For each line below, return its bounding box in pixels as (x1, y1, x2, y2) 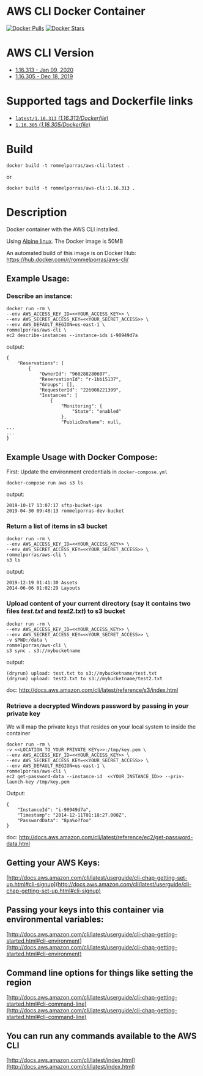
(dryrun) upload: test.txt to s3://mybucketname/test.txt (6, 670, 157, 677)
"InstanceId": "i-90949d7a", (17, 807, 92, 813)
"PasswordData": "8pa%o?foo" (17, 818, 92, 824)
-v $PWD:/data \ (6, 637, 48, 643)
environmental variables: (6, 915, 104, 925)
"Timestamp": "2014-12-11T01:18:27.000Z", (17, 812, 127, 818)
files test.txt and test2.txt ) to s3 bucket (6, 607, 125, 615)
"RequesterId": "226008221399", (39, 387, 122, 393)
